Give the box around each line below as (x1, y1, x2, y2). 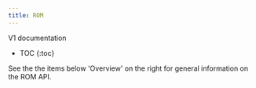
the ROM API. (8, 71, 52, 81)
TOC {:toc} (19, 48, 55, 57)
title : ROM (8, 11, 44, 20)
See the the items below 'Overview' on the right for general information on (8, 64, 249, 73)
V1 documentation (8, 33, 67, 42)
